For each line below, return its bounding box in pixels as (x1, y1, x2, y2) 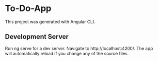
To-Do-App (5, 3, 52, 14)
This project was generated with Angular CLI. (5, 19, 95, 24)
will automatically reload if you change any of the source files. (5, 50, 129, 56)
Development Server (5, 33, 69, 41)
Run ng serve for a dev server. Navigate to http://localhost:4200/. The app (5, 45, 153, 51)
